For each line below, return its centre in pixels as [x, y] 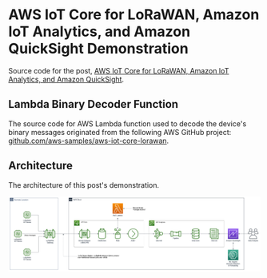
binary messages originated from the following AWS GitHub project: [120, 132]
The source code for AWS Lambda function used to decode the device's [128, 123]
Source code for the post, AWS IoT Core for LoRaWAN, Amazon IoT [119, 70]
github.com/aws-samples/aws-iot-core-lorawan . [89, 141]
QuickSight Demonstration [99, 49]
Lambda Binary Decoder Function [93, 104]
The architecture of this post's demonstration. [84, 185]
